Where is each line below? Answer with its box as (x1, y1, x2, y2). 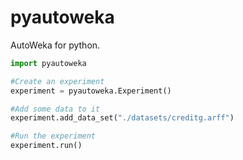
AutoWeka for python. (10, 39, 101, 51)
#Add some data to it (10, 104, 101, 114)
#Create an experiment (10, 76, 105, 86)
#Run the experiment (10, 131, 97, 141)
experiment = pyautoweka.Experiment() (10, 86, 172, 96)
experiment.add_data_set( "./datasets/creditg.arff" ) (10, 113, 235, 123)
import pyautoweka (10, 58, 87, 68)
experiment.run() (10, 141, 83, 151)
